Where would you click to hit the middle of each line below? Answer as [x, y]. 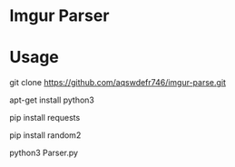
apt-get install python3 [52, 100]
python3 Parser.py [44, 153]
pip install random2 [45, 135]
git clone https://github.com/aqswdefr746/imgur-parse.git [118, 83]
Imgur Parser [59, 16]
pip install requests [45, 118]
